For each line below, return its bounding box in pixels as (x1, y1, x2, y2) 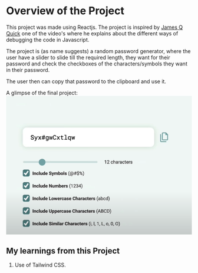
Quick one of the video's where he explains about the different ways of (6, 29, 179, 37)
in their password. (6, 66, 50, 73)
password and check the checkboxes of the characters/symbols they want (6, 60, 187, 67)
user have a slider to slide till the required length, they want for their (6, 54, 170, 61)
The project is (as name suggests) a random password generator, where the (6, 47, 191, 54)
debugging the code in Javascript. (6, 36, 90, 43)
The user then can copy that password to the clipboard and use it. (6, 78, 167, 85)
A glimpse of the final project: (6, 89, 78, 96)
